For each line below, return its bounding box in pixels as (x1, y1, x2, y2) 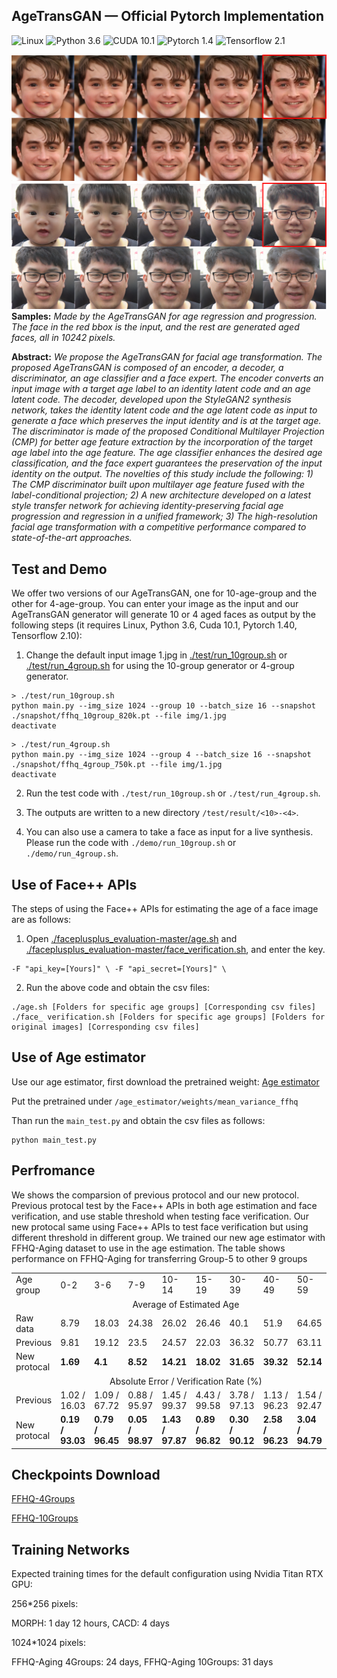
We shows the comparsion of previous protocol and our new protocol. (11, 1189, 300, 1201)
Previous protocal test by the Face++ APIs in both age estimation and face (11, 1199, 318, 1211)
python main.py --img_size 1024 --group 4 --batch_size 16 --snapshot (11, 750, 312, 760)
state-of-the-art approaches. (11, 532, 133, 544)
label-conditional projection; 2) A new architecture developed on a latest (11, 489, 312, 501)
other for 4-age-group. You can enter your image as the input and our (11, 598, 299, 610)
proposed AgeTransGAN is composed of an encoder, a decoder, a (11, 362, 284, 374)
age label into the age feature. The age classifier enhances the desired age (11, 447, 323, 459)
